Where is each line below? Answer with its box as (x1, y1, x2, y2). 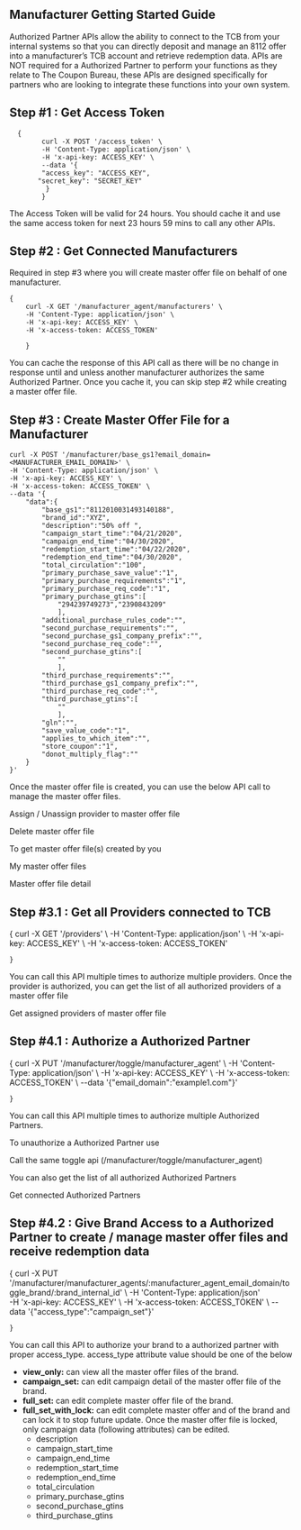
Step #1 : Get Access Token (9, 105, 164, 121)
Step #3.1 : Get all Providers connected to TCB (9, 905, 271, 920)
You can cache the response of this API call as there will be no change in (9, 358, 279, 369)
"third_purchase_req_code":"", (41, 687, 159, 697)
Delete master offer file (9, 826, 94, 837)
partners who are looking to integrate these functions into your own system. (9, 78, 290, 89)
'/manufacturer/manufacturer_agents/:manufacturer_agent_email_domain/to (9, 1277, 290, 1288)
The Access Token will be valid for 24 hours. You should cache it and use (9, 207, 281, 219)
